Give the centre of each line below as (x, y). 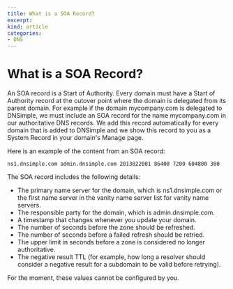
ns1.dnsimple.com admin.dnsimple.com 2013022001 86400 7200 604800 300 (113, 164)
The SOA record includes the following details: (74, 177)
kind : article (28, 26)
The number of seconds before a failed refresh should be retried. (111, 235)
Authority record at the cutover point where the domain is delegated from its (117, 101)
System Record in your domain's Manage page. (75, 138)
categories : (24, 33)
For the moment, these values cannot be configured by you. (93, 278)
